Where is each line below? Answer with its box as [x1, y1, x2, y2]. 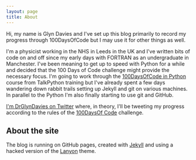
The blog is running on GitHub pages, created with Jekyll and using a [6, 141, 173, 148]
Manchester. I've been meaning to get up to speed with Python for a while [6, 60, 185, 67]
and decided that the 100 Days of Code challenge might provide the [6, 66, 170, 73]
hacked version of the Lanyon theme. [6, 148, 96, 155]
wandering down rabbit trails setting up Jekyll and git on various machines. [6, 85, 188, 92]
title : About [6, 14, 38, 20]
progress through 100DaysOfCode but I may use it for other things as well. [6, 36, 186, 43]
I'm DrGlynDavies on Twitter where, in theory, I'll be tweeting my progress [6, 103, 185, 110]
